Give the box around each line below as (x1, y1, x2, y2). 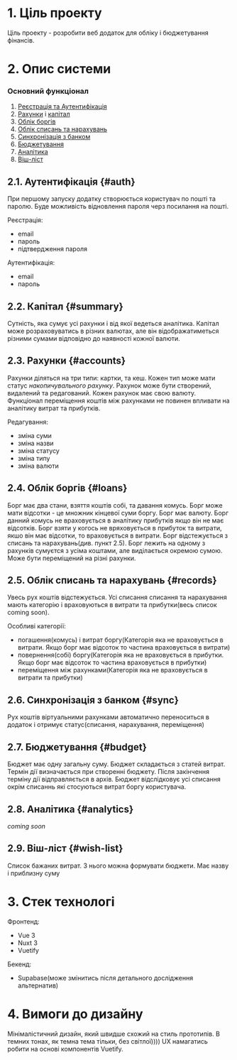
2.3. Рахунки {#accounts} (7, 355, 126, 367)
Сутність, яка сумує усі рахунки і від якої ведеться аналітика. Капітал (7, 319, 220, 328)
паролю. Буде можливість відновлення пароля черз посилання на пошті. (7, 202, 229, 211)
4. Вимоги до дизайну (7, 1006, 143, 1022)
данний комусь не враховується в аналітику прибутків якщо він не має (7, 516, 224, 525)
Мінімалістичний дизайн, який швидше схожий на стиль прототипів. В (7, 1029, 220, 1038)
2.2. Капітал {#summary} (7, 300, 124, 312)
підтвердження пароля (17, 245, 87, 253)
